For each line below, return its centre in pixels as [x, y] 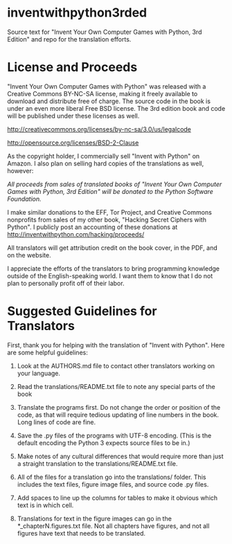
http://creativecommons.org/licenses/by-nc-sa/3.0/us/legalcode [99, 129]
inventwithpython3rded [77, 13]
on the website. [29, 255]
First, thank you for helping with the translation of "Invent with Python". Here [116, 345]
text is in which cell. [45, 505]
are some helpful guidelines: [47, 352]
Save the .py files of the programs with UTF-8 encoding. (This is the [114, 435]
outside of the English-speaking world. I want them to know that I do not [110, 275]
